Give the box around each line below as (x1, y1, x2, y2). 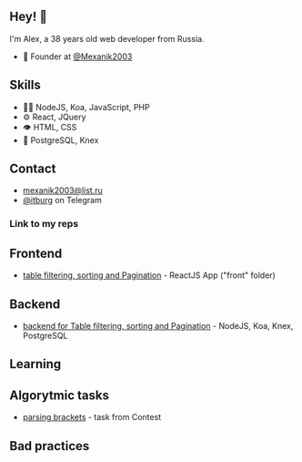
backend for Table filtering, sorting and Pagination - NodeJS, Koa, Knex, (22, 320, 294, 331)
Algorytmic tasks (9, 387, 109, 403)
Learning (9, 356, 62, 372)
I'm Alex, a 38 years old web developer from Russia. (9, 33, 205, 44)
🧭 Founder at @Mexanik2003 (22, 51, 133, 62)
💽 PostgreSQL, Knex (22, 134, 99, 146)
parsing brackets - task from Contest (22, 412, 162, 423)
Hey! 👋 (9, 9, 48, 25)
